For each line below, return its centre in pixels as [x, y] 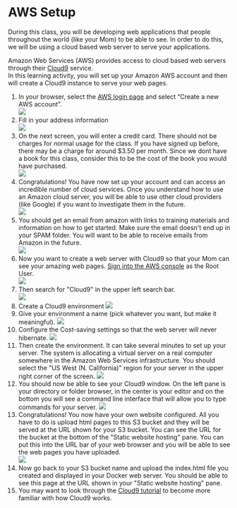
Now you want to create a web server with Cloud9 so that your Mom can [124, 258]
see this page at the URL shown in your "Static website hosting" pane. [120, 483]
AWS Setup [42, 12]
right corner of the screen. [57, 376]
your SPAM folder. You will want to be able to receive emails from [113, 235]
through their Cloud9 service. [51, 68]
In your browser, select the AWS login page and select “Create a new [119, 97]
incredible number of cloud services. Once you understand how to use [121, 189]
